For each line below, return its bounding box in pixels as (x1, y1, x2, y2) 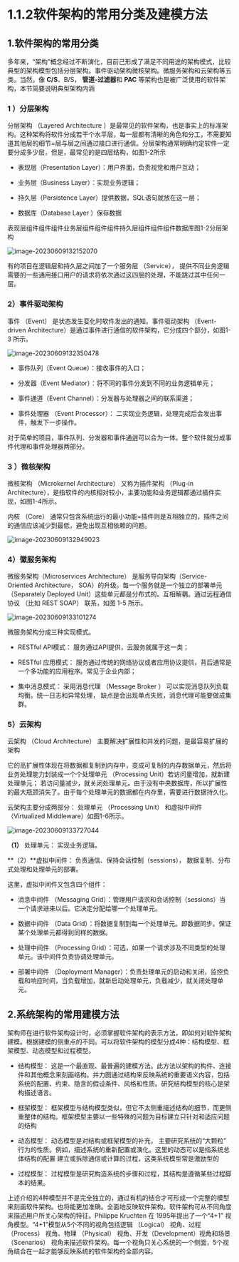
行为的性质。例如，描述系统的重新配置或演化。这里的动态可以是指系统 (17, 1146, 224, 1154)
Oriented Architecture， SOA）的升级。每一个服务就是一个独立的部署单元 (7, 581, 223, 589)
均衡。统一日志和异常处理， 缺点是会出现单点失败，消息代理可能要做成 (17, 691, 225, 700)
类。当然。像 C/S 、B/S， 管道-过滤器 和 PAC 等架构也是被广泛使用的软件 (7, 76, 220, 83)
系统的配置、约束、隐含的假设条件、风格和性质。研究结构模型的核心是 (17, 1079, 224, 1088)
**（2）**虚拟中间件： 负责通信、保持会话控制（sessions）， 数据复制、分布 (7, 856, 231, 865)
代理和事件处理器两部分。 (13, 442, 89, 450)
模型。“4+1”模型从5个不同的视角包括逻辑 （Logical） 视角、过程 (13, 1221, 201, 1229)
